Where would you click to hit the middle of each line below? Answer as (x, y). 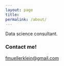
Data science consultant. (31, 34)
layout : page (19, 10)
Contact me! (21, 47)
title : (12, 15)
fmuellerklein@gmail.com (32, 58)
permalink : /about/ (26, 19)
